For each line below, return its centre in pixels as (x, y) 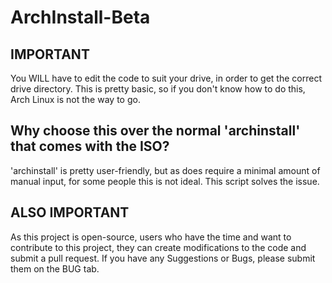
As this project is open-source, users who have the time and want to (151, 237)
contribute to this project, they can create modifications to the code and (158, 247)
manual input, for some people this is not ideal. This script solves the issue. (165, 181)
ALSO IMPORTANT (70, 212)
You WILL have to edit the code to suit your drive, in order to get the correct (166, 78)
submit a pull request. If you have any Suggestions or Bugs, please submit (163, 258)
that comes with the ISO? (90, 146)
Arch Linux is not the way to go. (75, 99)
